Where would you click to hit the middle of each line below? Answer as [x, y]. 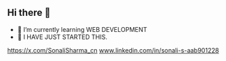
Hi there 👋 [29, 13]
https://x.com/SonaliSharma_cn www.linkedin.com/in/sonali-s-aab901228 [113, 50]
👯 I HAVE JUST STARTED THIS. [62, 37]
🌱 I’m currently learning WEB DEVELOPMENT [82, 29]
